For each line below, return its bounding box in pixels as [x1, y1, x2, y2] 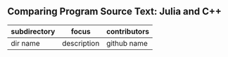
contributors [106, 26, 150, 36]
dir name [11, 38, 40, 48]
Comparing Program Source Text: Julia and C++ [7, 6, 222, 18]
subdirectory [11, 26, 56, 36]
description [62, 38, 100, 48]
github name [106, 38, 148, 48]
